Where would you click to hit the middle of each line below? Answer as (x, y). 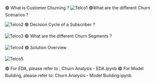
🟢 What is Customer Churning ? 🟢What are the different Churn (77, 8)
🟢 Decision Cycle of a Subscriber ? (60, 25)
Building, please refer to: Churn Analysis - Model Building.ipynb (68, 75)
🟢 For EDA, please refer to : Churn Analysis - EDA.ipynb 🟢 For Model (74, 68)
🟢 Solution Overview (46, 48)
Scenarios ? (17, 15)
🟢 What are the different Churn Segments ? (68, 36)
